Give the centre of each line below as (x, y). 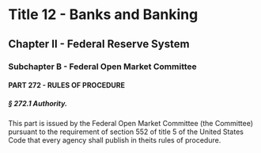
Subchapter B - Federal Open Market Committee (103, 67)
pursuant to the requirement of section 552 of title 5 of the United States (126, 132)
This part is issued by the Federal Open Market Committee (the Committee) (130, 124)
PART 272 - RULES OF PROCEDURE (66, 86)
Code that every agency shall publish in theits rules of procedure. (115, 140)
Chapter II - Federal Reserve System (99, 44)
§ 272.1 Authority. (38, 103)
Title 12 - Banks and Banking (103, 15)
